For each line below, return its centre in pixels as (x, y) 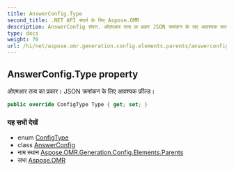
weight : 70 (23, 40)
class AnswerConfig (46, 144)
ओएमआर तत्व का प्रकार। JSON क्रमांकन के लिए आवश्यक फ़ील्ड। (81, 91)
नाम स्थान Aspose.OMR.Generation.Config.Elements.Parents (100, 152)
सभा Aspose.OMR (41, 160)
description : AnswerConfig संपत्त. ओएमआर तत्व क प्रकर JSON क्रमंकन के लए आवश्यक (112, 27)
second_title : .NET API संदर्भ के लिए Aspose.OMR (73, 20)
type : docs (23, 33)
